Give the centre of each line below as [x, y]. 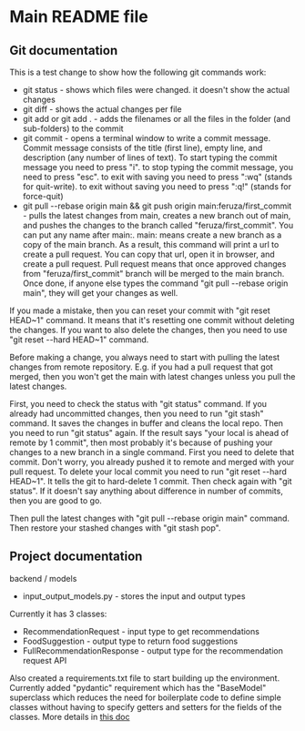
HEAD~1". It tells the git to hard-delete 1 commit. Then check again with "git [151, 481]
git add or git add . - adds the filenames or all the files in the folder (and [157, 119]
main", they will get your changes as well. [100, 293]
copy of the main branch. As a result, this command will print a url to [151, 244]
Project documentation [76, 557]
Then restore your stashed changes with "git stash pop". [115, 528]
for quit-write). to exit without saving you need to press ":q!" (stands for [157, 187]
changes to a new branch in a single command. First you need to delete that [152, 452]
